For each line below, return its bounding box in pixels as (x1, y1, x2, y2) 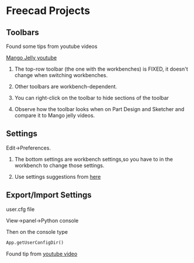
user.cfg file (6, 206, 35, 213)
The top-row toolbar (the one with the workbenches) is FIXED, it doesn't (14, 65, 188, 72)
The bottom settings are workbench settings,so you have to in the (14, 155, 174, 162)
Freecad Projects (6, 4, 91, 18)
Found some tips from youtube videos (6, 43, 98, 50)
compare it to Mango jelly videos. (14, 112, 95, 119)
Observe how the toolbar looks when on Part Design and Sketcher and (14, 106, 185, 112)
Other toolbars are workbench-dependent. (14, 83, 117, 90)
